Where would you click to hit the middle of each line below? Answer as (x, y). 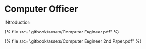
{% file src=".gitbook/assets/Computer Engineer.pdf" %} (62, 32)
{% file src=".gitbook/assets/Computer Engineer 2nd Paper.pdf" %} (73, 41)
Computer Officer (41, 9)
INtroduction (17, 22)
